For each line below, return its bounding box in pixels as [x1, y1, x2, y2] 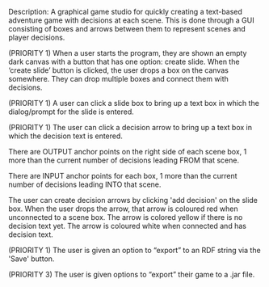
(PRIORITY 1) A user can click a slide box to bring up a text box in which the [8, 99, 260, 108]
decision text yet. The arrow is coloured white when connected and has [8, 222, 246, 230]
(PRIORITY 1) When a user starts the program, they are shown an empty [8, 49, 247, 57]
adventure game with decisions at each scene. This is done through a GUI [8, 15, 254, 25]
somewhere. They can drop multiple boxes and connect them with [8, 74, 229, 83]
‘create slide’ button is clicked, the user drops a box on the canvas [8, 65, 229, 75]
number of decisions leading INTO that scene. [8, 179, 162, 189]
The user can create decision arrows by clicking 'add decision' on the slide [8, 196, 258, 205]
